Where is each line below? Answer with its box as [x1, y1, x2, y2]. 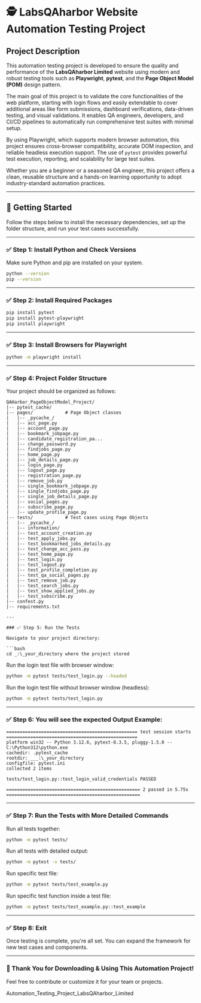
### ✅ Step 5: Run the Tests [6, 625, 80, 631]
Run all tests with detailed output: [6, 847, 89, 855]
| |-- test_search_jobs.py [6, 583, 79, 589]
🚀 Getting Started [6, 203, 72, 213]
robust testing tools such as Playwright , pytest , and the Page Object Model [6, 75, 194, 82]
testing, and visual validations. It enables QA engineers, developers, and [6, 112, 184, 119]
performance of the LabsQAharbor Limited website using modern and [6, 68, 180, 76]
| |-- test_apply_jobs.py [6, 535, 77, 542]
